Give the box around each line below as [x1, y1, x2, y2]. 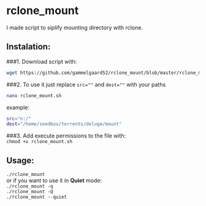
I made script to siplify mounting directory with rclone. [6, 24, 143, 31]
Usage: [6, 155, 35, 166]
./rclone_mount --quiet [6, 194, 67, 200]
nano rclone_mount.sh [6, 92, 62, 98]
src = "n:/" [6, 116, 32, 122]
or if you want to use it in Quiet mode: [6, 177, 102, 184]
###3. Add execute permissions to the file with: [6, 132, 126, 139]
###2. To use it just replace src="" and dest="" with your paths [6, 81, 166, 88]
